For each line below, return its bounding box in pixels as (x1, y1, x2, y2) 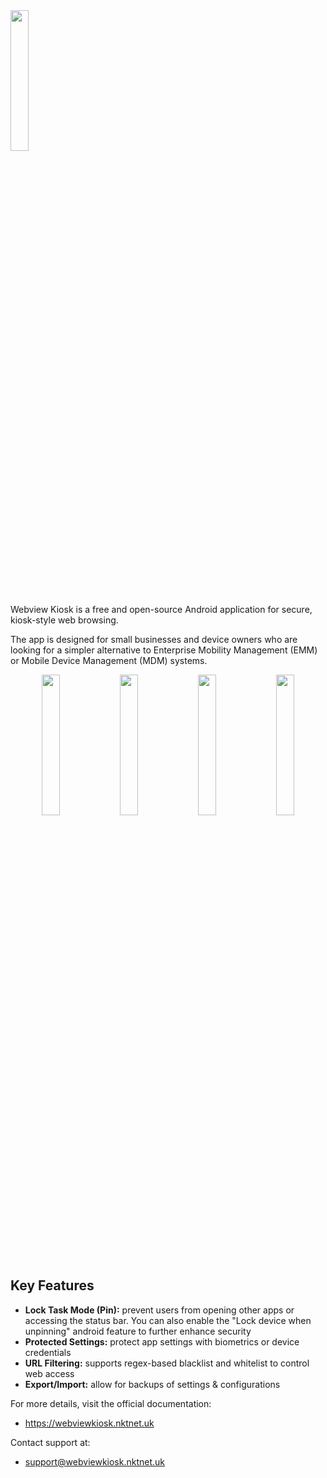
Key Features (10, 1277, 95, 1294)
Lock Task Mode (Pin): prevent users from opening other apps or (24, 1304, 295, 1316)
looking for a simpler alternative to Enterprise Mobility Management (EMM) (10, 644, 318, 656)
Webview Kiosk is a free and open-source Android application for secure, (10, 604, 313, 615)
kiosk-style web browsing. (10, 614, 119, 626)
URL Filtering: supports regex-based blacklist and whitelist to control (24, 1357, 310, 1369)
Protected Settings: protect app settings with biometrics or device (24, 1335, 300, 1348)
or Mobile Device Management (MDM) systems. (10, 655, 208, 666)
